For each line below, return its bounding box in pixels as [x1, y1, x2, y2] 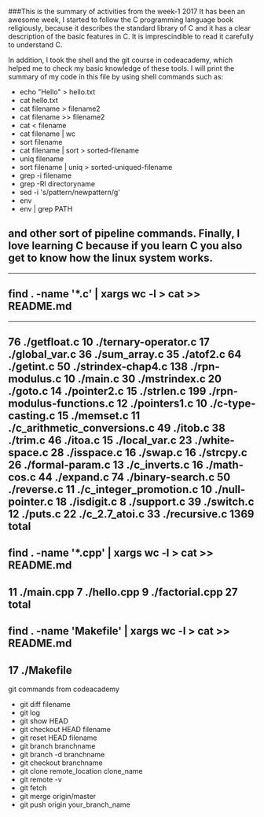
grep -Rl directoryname [19, 179, 96, 188]
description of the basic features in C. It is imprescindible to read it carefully [8, 31, 254, 41]
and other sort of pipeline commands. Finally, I [8, 227, 240, 241]
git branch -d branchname [19, 750, 105, 759]
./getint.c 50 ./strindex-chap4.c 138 [8, 360, 189, 374]
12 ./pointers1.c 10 [116, 397, 208, 410]
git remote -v [19, 775, 62, 784]
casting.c [8, 409, 56, 423]
